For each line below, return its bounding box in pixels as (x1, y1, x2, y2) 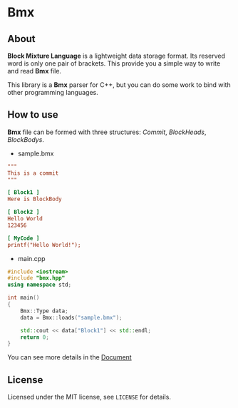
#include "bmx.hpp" (7, 275, 66, 282)
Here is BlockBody (7, 195, 62, 203)
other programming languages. (7, 88, 98, 96)
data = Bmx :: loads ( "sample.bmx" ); (20, 314, 123, 321)
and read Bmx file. (7, 67, 62, 75)
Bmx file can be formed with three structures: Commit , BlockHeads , (7, 128, 207, 136)
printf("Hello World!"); (7, 241, 81, 248)
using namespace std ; (7, 281, 72, 289)
